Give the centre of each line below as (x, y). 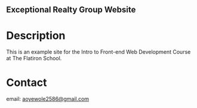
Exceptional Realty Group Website (71, 10)
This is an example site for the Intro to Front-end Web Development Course (98, 52)
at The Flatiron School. (34, 58)
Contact (27, 82)
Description (36, 36)
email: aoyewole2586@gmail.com (48, 99)
